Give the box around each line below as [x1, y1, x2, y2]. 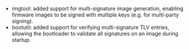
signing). [11, 18, 34, 24]
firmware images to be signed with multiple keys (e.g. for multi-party [11, 11, 179, 18]
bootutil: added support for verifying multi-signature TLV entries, [11, 24, 170, 31]
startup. [11, 37, 31, 43]
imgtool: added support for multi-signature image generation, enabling [11, 5, 184, 12]
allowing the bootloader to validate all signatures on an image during [11, 30, 178, 37]
